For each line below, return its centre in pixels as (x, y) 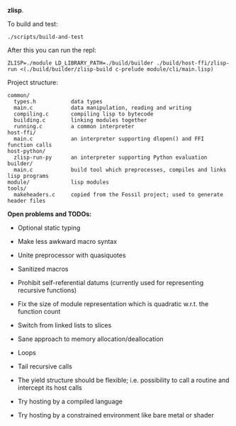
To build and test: (33, 24)
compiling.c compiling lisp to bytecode (84, 114)
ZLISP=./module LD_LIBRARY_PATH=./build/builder (80, 63)
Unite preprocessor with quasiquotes (72, 255)
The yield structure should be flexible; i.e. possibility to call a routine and (123, 380)
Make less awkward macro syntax (67, 241)
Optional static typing (49, 228)
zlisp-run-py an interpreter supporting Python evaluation (111, 157)
